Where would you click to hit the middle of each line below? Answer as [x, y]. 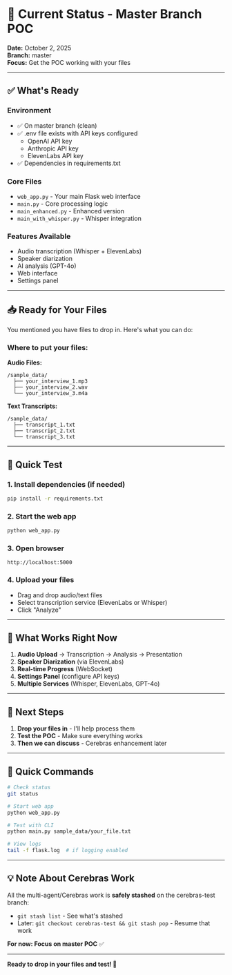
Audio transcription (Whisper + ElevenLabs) [79, 251]
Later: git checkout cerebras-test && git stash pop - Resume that [114, 923]
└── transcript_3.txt [45, 437]
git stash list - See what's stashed [70, 916]
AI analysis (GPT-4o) [47, 266]
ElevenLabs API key [56, 155]
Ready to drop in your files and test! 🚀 [62, 964]
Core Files [25, 181]
